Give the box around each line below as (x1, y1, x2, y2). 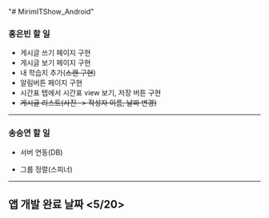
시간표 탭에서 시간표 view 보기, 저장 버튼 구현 (19, 88, 162, 98)
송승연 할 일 (8, 127, 50, 139)
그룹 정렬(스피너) (19, 164, 74, 174)
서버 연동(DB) (19, 147, 63, 157)
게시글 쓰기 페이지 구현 (19, 48, 91, 58)
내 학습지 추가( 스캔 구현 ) (19, 68, 96, 78)
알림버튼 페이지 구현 (19, 78, 82, 87)
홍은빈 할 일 (8, 28, 50, 39)
